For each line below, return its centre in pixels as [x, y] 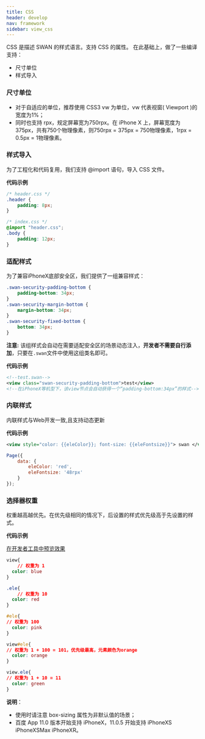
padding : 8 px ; [35, 205]
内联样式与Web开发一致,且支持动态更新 [56, 420]
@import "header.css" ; [35, 228]
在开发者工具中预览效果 [36, 549]
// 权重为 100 [23, 622]
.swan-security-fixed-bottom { [46, 322]
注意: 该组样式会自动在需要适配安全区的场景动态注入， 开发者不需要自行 [96, 345]
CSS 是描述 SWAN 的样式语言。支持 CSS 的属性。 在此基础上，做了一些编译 [102, 47]
